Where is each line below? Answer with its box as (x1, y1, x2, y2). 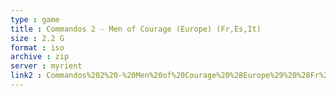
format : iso (10, 42, 65, 53)
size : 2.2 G (10, 33, 65, 43)
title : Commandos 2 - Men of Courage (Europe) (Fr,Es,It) (10, 24, 262, 34)
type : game (10, 14, 60, 25)
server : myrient (10, 61, 83, 71)
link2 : (10, 71, 43, 81)
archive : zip (10, 52, 70, 62)
